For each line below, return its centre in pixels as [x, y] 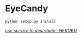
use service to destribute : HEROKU [41, 30]
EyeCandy [27, 9]
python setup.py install [30, 21]
